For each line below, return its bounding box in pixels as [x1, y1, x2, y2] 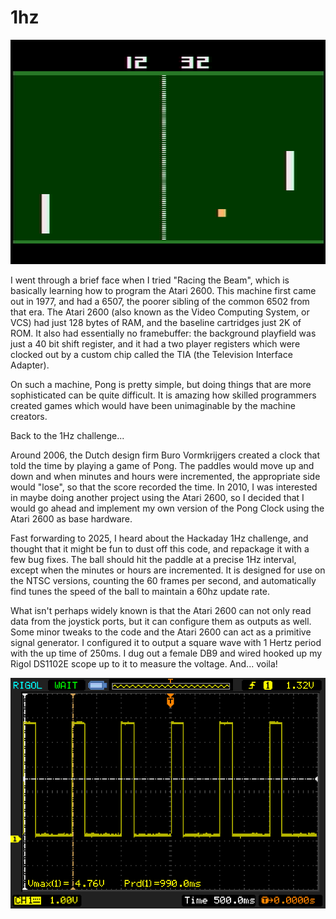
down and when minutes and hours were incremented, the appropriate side [10, 471, 321, 483]
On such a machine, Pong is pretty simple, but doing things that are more [10, 379, 312, 391]
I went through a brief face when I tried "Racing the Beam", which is [10, 274, 290, 286]
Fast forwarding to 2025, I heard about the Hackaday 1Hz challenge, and [10, 532, 309, 545]
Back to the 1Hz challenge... [10, 430, 125, 442]
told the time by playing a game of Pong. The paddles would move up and [10, 460, 315, 472]
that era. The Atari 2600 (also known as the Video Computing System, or [10, 306, 310, 318]
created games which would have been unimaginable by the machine [10, 400, 296, 412]
